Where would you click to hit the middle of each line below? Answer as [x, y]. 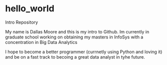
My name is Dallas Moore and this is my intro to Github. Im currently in [77, 32]
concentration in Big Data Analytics [41, 42]
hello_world [30, 9]
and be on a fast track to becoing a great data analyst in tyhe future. [75, 57]
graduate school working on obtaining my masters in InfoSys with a [74, 37]
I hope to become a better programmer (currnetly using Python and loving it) [84, 52]
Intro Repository [22, 22]
